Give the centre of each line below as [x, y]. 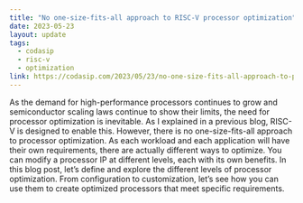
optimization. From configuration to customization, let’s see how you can [144, 179]
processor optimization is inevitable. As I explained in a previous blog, [139, 121]
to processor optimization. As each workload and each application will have [150, 140]
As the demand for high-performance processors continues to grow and [143, 102]
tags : [19, 43]
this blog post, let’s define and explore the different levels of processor [141, 169]
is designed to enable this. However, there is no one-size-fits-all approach [155, 131]
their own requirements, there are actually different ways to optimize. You [146, 150]
